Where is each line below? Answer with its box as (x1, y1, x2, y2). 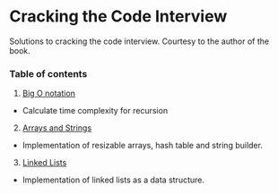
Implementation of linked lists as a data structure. (22, 174, 204, 185)
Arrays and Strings (22, 122, 92, 133)
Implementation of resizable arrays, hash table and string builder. (22, 140, 263, 151)
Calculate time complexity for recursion (22, 105, 169, 116)
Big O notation (22, 88, 76, 99)
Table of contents (9, 67, 88, 80)
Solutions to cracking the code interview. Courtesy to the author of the (9, 36, 270, 46)
